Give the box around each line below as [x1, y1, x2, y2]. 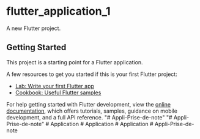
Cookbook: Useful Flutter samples [15, 89, 102, 96]
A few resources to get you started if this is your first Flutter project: [6, 70, 177, 78]
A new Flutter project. [6, 24, 61, 32]
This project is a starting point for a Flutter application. [6, 58, 143, 66]
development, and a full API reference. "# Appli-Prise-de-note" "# [6, 113, 172, 121]
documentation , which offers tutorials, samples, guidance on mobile [6, 107, 177, 115]
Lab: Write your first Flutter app [15, 82, 95, 89]
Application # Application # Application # [50, 120, 154, 127]
